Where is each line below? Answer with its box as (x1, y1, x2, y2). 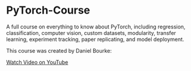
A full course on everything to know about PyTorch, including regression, (6, 23, 186, 30)
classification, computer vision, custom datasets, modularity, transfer (6, 29, 176, 36)
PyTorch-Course (6, 4, 91, 17)
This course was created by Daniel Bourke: (6, 47, 112, 54)
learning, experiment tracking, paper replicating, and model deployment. (6, 35, 184, 43)
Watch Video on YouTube (6, 59, 69, 66)
